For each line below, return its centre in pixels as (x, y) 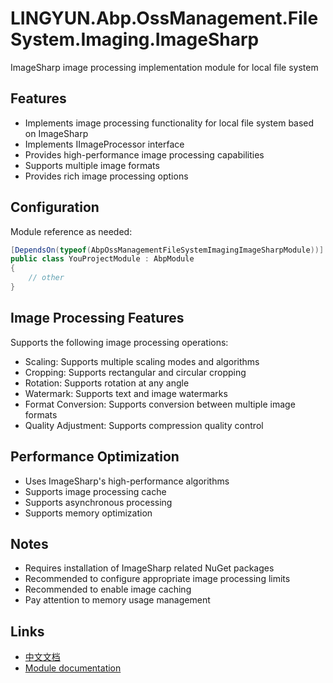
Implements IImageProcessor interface (104, 144)
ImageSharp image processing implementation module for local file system (164, 67)
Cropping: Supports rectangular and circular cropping (135, 372)
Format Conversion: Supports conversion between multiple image (160, 404)
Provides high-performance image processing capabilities (144, 154)
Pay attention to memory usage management (117, 600)
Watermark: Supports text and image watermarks (126, 393)
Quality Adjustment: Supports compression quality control (144, 425)
